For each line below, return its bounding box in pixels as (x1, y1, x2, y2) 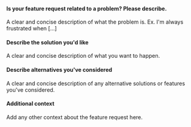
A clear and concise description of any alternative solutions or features (6, 80, 185, 87)
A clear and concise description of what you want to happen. (6, 52, 160, 60)
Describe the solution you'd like (6, 38, 89, 46)
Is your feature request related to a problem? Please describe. (6, 5, 167, 12)
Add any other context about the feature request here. (6, 113, 143, 121)
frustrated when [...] (6, 25, 57, 32)
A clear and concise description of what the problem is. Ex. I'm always (6, 18, 184, 26)
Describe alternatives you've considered (6, 66, 113, 73)
